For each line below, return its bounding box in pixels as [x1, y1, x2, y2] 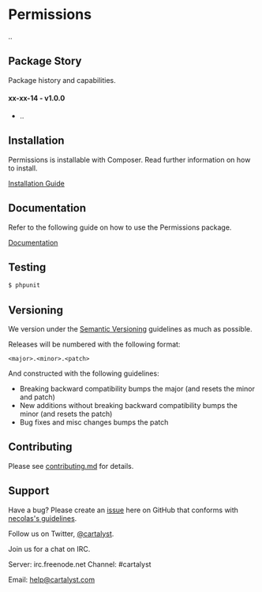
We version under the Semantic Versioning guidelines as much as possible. [8, 324, 253, 334]
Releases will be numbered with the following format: [8, 339, 181, 349]
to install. [8, 163, 38, 173]
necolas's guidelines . [8, 513, 77, 523]
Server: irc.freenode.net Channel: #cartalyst [8, 559, 152, 569]
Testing [8, 260, 47, 274]
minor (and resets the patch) [19, 409, 113, 419]
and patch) [19, 392, 55, 402]
